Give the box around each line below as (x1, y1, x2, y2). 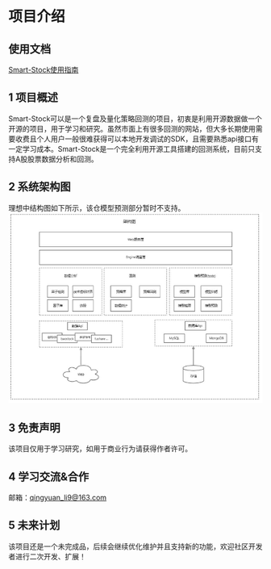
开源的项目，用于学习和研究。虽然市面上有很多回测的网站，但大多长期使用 (8, 123, 256, 133)
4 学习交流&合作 (8, 470, 90, 483)
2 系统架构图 (8, 180, 71, 194)
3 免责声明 (8, 420, 60, 434)
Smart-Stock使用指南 (8, 65, 79, 74)
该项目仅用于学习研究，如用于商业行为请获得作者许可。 (8, 444, 192, 454)
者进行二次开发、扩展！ (8, 551, 86, 561)
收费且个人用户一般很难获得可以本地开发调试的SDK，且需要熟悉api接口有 (15, 134, 260, 144)
